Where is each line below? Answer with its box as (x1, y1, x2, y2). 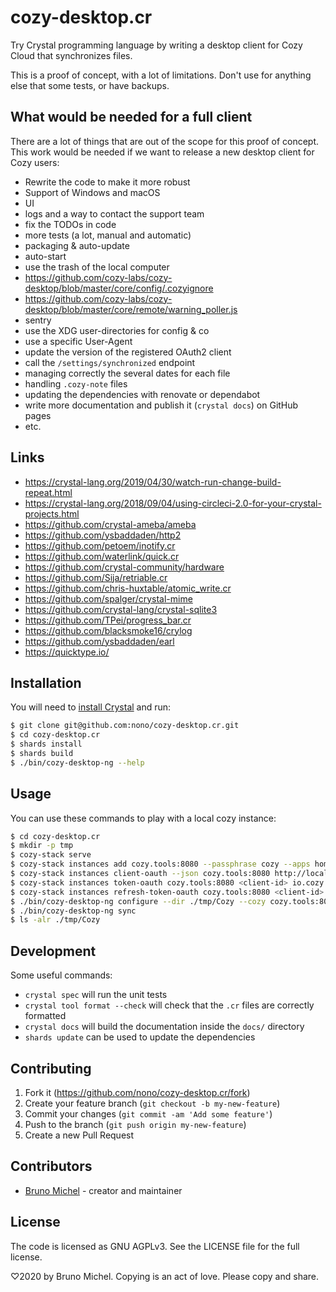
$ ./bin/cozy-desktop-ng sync (10, 906, 137, 916)
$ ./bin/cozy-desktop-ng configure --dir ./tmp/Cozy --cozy (10, 896, 267, 906)
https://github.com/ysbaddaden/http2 (24, 529, 182, 541)
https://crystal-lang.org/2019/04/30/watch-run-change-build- (24, 476, 282, 488)
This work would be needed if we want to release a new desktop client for (10, 146, 315, 158)
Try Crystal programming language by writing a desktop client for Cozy (10, 39, 303, 51)
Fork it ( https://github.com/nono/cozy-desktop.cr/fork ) (24, 1086, 251, 1098)
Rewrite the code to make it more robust (24, 176, 191, 188)
